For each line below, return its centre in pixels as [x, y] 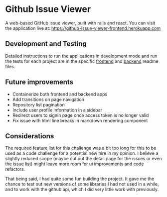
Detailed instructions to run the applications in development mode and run [81, 56]
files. [10, 66]
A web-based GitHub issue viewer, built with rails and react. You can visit [80, 23]
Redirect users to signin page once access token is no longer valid [81, 115]
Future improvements [39, 82]
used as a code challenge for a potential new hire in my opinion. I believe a [82, 153]
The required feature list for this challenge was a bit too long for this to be [81, 148]
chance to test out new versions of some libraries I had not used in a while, [82, 184]
